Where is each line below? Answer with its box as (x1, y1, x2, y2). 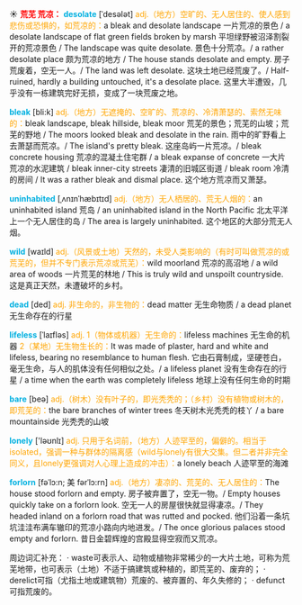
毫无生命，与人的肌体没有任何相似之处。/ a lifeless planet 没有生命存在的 (9, 364, 280, 374)
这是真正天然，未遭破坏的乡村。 (9, 280, 128, 291)
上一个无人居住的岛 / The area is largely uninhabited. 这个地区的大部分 (9, 216, 270, 226)
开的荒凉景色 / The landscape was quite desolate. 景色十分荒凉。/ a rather (9, 42, 285, 53)
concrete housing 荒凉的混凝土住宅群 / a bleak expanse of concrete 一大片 (9, 152, 286, 162)
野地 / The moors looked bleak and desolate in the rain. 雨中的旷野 (24, 130, 271, 140)
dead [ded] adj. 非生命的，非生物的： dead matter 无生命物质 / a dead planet (9, 299, 292, 310)
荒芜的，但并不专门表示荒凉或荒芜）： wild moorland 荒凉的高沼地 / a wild (9, 257, 279, 268)
